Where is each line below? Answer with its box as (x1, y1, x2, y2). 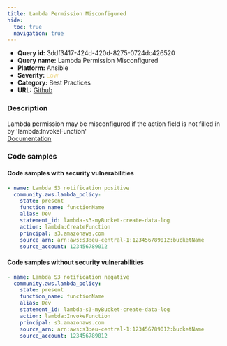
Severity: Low (17, 71, 59, 80)
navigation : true (13, 29, 64, 37)
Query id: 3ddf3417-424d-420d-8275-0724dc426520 (17, 49, 176, 57)
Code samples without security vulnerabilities (7, 258, 145, 266)
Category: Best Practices (17, 78, 91, 87)
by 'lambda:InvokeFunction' (7, 127, 87, 135)
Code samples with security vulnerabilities (7, 169, 134, 178)
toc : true (13, 23, 42, 30)
